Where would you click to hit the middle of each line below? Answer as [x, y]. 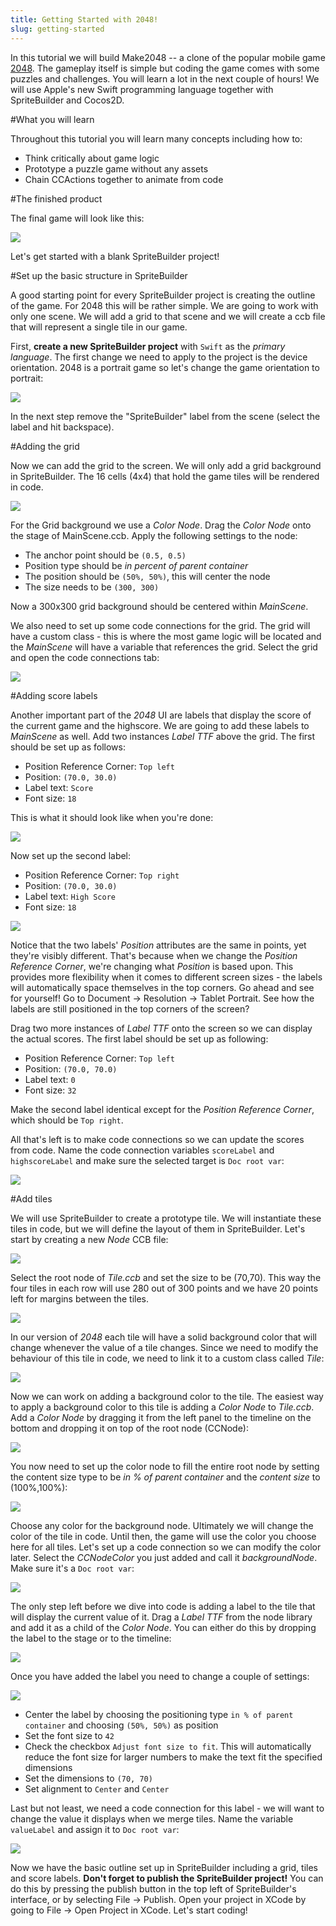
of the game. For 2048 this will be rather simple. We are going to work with [164, 305]
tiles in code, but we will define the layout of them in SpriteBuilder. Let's [158, 1228]
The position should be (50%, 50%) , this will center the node [147, 576]
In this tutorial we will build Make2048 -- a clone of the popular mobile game [168, 57]
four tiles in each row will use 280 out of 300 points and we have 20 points [164, 1288]
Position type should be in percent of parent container [136, 565]
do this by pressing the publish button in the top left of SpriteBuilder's [153, 1888]
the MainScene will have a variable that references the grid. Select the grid [164, 647]
